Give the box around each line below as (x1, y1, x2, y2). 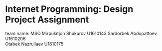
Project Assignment (5, 14, 89, 25)
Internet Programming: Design (5, 3, 134, 15)
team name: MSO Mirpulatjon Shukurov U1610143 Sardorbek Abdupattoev (5, 30, 157, 36)
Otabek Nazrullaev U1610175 (5, 41, 64, 47)
